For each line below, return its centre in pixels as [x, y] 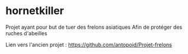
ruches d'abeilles [27, 33]
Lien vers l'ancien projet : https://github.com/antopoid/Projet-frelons [89, 45]
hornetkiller [35, 11]
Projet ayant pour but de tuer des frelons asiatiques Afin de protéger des [94, 27]
